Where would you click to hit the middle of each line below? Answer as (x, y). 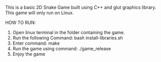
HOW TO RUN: (21, 23)
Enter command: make (36, 43)
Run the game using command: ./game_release (62, 49)
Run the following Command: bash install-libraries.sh (68, 38)
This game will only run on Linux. (40, 13)
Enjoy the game (29, 54)
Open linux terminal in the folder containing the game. (69, 32)
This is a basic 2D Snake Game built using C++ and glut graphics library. (81, 7)
